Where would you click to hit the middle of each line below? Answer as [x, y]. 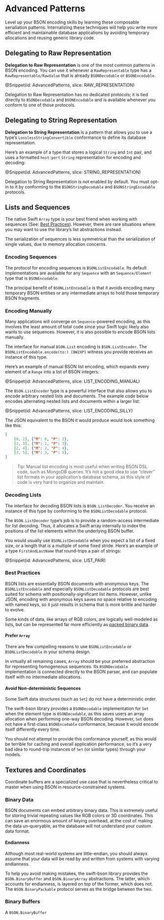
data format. [18, 831]
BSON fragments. [23, 298]
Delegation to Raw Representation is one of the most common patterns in [80, 65]
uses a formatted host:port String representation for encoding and [73, 157]
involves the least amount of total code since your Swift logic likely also [77, 326]
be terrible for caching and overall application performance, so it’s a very [79, 744]
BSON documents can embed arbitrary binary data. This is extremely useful [82, 811]
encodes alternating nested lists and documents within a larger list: [73, 401]
